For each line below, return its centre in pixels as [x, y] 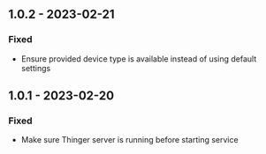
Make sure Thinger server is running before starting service [130, 140]
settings [36, 68]
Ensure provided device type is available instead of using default [139, 59]
